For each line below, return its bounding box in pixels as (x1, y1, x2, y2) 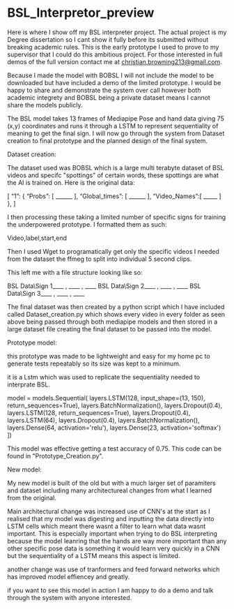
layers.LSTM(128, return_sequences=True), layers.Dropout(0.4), (7, 408, 191, 416)
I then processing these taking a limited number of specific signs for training (7, 213, 226, 221)
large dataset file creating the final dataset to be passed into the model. (7, 324, 212, 333)
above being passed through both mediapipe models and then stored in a (7, 317, 218, 326)
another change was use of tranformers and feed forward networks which (7, 565, 220, 573)
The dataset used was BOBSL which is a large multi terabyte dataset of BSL (7, 163, 224, 172)
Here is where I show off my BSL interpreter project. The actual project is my (7, 28, 227, 36)
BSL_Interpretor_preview (7, 5, 155, 21)
